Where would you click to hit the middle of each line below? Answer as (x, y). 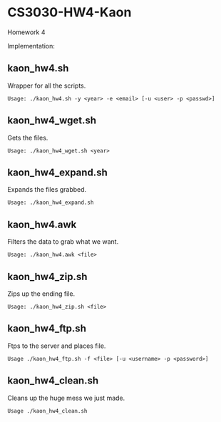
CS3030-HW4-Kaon (70, 12)
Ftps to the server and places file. (57, 346)
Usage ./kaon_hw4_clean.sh (47, 411)
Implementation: (31, 46)
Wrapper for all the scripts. (47, 86)
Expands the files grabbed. (47, 190)
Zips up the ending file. (41, 294)
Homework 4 (26, 32)
